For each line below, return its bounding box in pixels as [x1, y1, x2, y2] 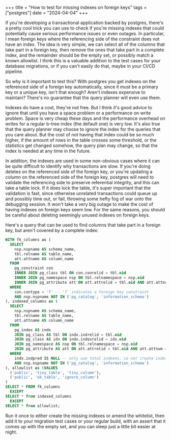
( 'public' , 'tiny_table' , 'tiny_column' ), [10, 370, 101, 375]
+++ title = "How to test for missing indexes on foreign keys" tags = [5, 5, 147, 10]
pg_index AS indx [14, 327, 51, 332]
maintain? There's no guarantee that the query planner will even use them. [5, 94, 161, 101]
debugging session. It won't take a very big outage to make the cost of [5, 201, 154, 207]
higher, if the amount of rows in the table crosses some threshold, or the [5, 137, 157, 143]
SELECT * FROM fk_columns [5, 384, 60, 389]
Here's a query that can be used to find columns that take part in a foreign [5, 222, 161, 228]
